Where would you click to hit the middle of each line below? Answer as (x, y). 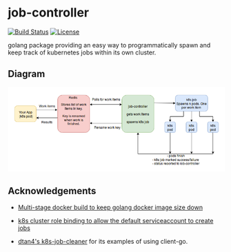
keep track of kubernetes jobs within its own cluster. (82, 52)
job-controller (48, 13)
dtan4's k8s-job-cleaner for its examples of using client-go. (103, 241)
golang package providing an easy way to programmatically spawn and (109, 45)
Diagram (27, 74)
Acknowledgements (52, 191)
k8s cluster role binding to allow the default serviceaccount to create (115, 220)
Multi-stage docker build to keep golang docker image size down (110, 207)
